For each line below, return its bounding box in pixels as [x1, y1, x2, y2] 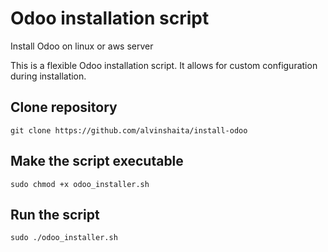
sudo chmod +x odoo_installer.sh [10, 179, 150, 189]
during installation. [10, 70, 87, 82]
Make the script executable [10, 153, 184, 170]
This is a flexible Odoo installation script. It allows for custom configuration [10, 59, 318, 71]
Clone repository [10, 99, 118, 116]
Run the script [10, 206, 100, 223]
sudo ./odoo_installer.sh [10, 233, 118, 243]
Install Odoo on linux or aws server [10, 40, 154, 52]
